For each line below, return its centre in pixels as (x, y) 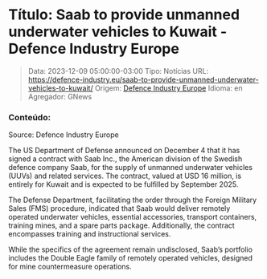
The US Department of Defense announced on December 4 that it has (124, 151)
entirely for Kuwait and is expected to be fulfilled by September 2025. (123, 184)
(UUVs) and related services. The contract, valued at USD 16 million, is (125, 176)
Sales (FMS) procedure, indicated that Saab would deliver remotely (119, 208)
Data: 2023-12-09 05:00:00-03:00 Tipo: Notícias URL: (118, 71)
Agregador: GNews (60, 96)
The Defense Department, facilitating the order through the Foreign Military (133, 200)
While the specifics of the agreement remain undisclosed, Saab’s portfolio (131, 249)
